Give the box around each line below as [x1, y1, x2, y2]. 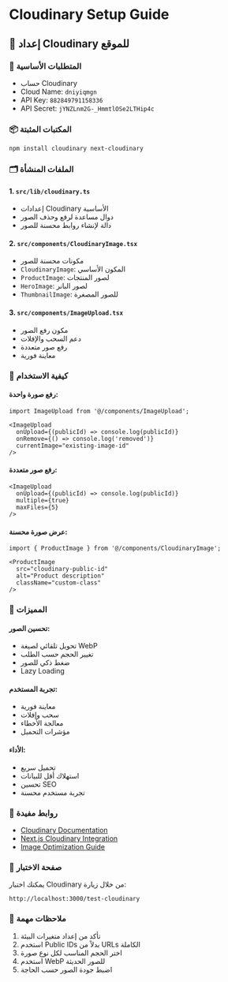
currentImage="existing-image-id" [16, 442, 129, 450]
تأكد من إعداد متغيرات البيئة [20, 931, 101, 940]
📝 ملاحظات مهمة [9, 913, 66, 924]
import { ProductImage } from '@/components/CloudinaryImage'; [9, 544, 222, 553]
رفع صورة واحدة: [9, 390, 58, 399]
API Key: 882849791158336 [20, 95, 103, 104]
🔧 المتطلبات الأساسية [9, 61, 82, 72]
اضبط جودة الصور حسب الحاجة [20, 965, 113, 974]
